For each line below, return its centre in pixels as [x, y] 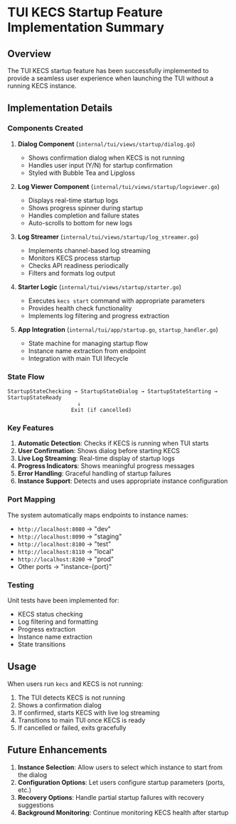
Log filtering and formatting [58, 622]
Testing [21, 585]
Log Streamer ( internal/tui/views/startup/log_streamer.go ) [108, 237]
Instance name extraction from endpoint [87, 351]
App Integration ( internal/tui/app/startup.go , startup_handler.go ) [118, 329]
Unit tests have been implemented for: [63, 600]
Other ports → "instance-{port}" [65, 566]
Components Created [45, 129]
